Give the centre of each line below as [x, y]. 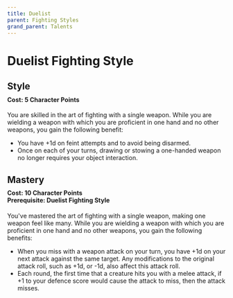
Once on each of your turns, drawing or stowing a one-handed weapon [119, 150]
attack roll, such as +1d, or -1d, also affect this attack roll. [98, 266]
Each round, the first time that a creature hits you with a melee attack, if [119, 273]
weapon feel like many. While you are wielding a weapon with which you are [116, 223]
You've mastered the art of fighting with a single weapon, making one [106, 216]
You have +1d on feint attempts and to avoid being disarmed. [104, 143]
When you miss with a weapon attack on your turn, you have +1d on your [121, 251]
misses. [28, 288]
